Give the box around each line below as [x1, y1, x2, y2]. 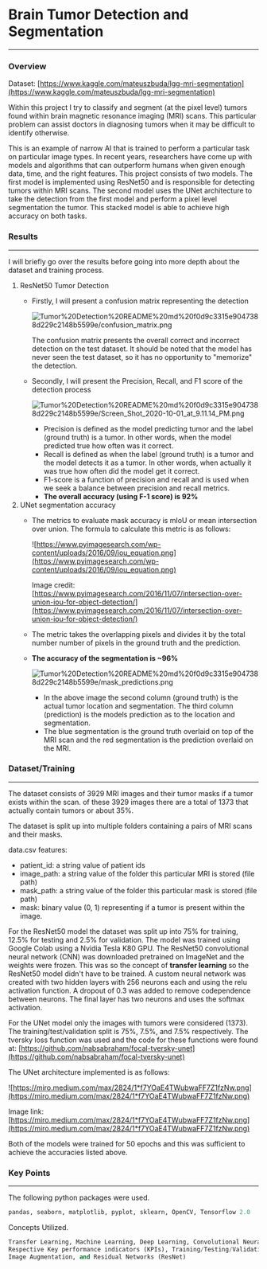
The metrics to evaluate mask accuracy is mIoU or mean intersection [31, 515, 257, 525]
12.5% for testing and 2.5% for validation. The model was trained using [8, 935, 241, 944]
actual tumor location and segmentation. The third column [43, 701, 234, 710]
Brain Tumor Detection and [8, 6, 189, 24]
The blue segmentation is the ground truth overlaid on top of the [43, 726, 254, 736]
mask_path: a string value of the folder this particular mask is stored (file [19, 885, 257, 895]
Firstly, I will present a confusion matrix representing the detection [31, 296, 249, 306]
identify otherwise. [8, 128, 70, 138]
